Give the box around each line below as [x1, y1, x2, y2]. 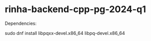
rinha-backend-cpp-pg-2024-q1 [5, 4, 146, 15]
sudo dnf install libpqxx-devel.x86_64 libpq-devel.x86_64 [5, 30, 125, 36]
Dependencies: [5, 20, 37, 26]
